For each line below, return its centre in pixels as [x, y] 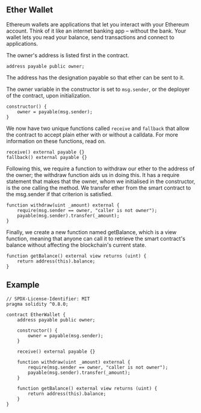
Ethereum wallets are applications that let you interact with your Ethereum [98, 24]
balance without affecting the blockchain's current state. [76, 245]
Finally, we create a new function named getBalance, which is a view [91, 232]
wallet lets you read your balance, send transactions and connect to [90, 37]
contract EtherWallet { [36, 315]
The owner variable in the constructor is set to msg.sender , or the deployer [98, 89]
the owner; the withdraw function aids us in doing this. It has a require [93, 175]
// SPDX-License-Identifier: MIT [48, 299]
